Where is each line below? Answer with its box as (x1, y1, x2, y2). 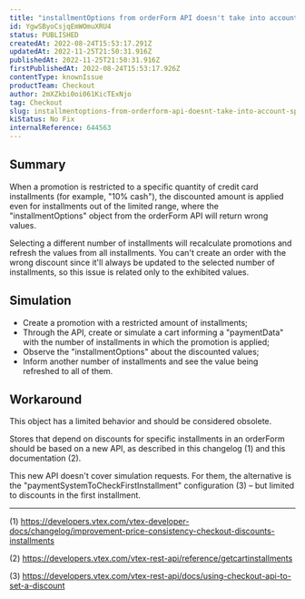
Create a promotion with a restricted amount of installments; (22, 317, 248, 328)
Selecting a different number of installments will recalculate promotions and (9, 238, 292, 249)
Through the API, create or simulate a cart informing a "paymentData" (22, 327, 284, 338)
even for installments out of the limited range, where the (9, 200, 220, 211)
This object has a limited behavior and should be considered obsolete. (9, 416, 272, 427)
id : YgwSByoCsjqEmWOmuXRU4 (9, 22, 112, 31)
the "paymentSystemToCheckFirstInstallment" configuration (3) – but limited (9, 480, 295, 492)
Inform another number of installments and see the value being (22, 356, 259, 367)
